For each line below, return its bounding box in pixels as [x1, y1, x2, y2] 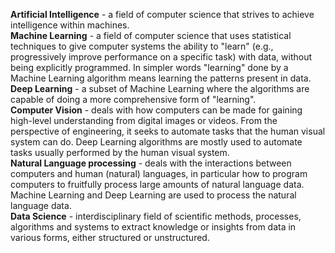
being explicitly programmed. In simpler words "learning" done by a [10, 62, 289, 73]
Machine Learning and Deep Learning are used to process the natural [10, 189, 297, 201]
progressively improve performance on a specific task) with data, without [10, 51, 313, 63]
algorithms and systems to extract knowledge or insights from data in [10, 221, 297, 233]
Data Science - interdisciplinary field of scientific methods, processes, [10, 210, 302, 222]
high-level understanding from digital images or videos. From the [10, 115, 278, 126]
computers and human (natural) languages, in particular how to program [10, 168, 308, 179]
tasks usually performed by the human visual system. [10, 147, 230, 158]
